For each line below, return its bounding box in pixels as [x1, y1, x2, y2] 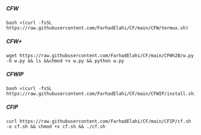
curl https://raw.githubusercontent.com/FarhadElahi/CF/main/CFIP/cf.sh [6, 118, 191, 124]
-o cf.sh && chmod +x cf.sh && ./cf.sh [6, 123, 106, 130]
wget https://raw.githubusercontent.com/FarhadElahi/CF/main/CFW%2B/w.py [6, 53, 194, 59]
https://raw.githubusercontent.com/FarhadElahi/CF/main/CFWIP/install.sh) [6, 90, 197, 97]
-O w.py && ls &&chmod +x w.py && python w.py [6, 57, 124, 64]
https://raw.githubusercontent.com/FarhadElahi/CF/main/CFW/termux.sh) [6, 24, 188, 31]
